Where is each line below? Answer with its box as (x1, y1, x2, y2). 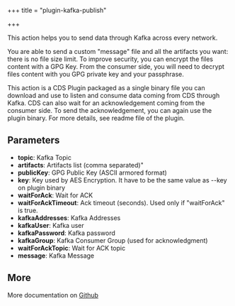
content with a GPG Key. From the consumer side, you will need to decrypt (7, 62, 225, 70)
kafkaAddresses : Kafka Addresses (17, 213, 121, 222)
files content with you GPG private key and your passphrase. (7, 70, 184, 78)
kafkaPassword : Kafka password (17, 229, 115, 237)
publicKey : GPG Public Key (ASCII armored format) (17, 168, 168, 177)
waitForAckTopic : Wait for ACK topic (17, 244, 126, 252)
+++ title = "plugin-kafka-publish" (7, 6, 107, 14)
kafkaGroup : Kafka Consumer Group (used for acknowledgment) (17, 236, 208, 244)
